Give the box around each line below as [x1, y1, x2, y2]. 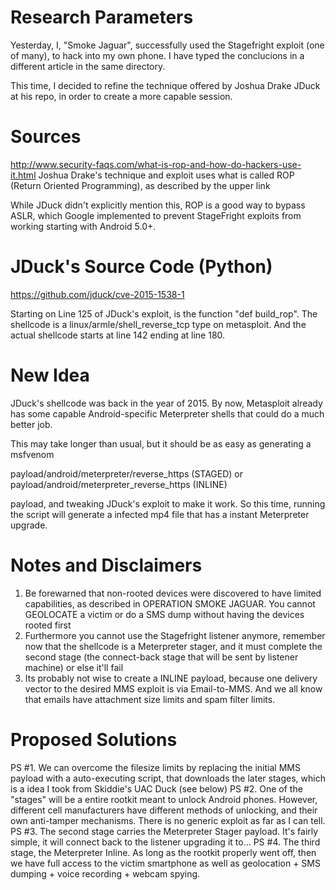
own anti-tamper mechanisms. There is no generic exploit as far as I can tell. [10, 814, 326, 826]
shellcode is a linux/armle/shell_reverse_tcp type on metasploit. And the [10, 318, 307, 330]
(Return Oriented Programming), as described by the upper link [10, 179, 271, 191]
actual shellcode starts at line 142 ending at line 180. [10, 329, 226, 341]
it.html [10, 169, 37, 181]
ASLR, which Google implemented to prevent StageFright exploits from [10, 209, 302, 221]
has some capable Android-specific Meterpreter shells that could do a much [10, 407, 325, 420]
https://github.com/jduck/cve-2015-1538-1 [10, 288, 185, 300]
